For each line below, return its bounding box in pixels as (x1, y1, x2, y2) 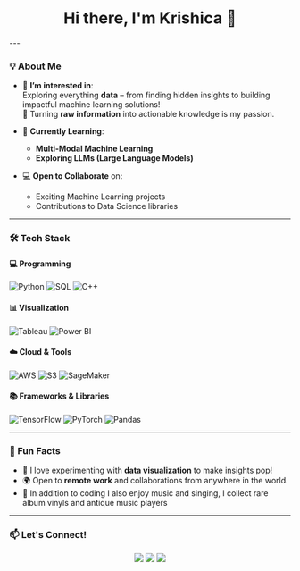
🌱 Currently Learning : (21, 126, 104, 137)
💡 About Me (9, 60, 62, 72)
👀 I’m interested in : (21, 80, 94, 91)
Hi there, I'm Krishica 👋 (63, 8, 237, 29)
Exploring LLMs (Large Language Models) (35, 153, 194, 164)
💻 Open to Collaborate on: (21, 171, 123, 181)
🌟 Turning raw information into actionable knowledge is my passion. (21, 109, 275, 120)
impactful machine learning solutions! (21, 99, 161, 110)
